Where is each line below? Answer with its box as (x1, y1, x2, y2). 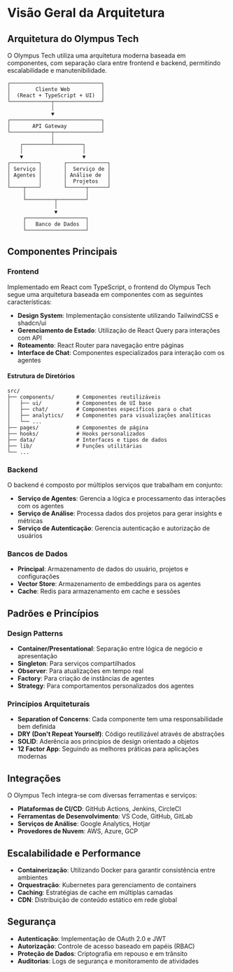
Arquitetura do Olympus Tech (7, 33, 139, 45)
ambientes (17, 873, 48, 882)
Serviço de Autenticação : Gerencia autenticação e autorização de (17, 524, 210, 533)
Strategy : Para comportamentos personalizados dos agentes (17, 681, 195, 690)
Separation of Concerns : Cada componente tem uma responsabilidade (17, 715, 224, 723)
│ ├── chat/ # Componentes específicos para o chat (7, 405, 192, 412)
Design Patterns (7, 628, 63, 638)
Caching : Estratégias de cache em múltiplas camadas (17, 888, 174, 897)
